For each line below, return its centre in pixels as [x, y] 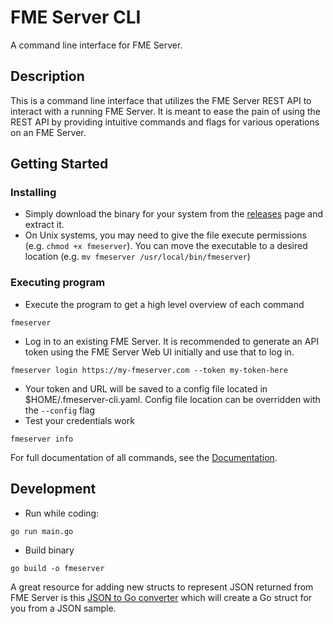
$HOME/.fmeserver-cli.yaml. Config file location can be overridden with [172, 399]
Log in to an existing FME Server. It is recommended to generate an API [172, 341]
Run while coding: [62, 513]
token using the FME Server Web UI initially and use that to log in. [159, 352]
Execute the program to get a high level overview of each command [164, 304]
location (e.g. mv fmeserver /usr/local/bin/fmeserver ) [137, 257]
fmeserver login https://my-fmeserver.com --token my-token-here [149, 370]
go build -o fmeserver [57, 568]
